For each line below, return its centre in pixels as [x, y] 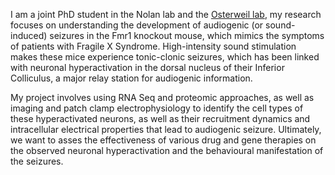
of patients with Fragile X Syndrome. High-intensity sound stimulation [153, 46]
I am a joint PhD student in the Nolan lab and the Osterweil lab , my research [166, 14]
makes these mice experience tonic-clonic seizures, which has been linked [165, 57]
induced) [29, 35]
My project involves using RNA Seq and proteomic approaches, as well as [162, 97]
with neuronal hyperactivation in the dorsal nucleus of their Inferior [147, 67]
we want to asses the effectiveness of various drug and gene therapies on [163, 140]
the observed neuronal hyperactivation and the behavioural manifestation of [167, 150]
